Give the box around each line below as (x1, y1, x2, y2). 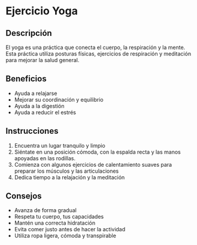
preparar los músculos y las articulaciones (14, 167, 119, 174)
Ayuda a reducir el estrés (14, 109, 76, 116)
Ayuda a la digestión (14, 102, 65, 109)
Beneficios (5, 73, 47, 84)
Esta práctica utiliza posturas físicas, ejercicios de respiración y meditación (5, 50, 192, 57)
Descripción (5, 28, 52, 38)
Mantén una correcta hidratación (14, 219, 96, 226)
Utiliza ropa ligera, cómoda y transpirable (14, 232, 116, 240)
